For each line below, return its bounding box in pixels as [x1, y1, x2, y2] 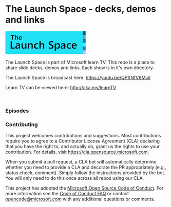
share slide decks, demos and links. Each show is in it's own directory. [5, 65, 154, 71]
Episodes [5, 107, 29, 114]
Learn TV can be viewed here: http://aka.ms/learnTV [5, 85, 117, 91]
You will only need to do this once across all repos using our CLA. [5, 175, 144, 181]
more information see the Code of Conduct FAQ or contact [5, 191, 129, 197]
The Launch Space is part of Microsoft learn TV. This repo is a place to [5, 59, 155, 66]
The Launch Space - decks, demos [5, 3, 157, 15]
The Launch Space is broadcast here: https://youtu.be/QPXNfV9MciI [5, 75, 150, 81]
